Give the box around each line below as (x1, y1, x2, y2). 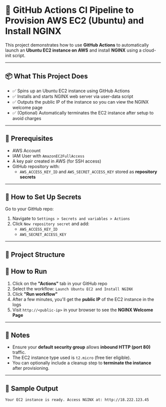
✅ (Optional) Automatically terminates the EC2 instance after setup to (12, 110, 154, 116)
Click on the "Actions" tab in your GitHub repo (12, 280, 108, 287)
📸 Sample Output (5, 384, 58, 393)
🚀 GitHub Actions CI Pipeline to (5, 4, 134, 16)
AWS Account (12, 147, 41, 153)
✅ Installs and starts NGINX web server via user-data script (12, 93, 133, 99)
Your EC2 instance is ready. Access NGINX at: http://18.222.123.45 (5, 398, 149, 403)
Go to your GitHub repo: (5, 206, 54, 212)
